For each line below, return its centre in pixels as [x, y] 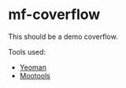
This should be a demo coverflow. [63, 36]
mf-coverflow [54, 15]
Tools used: [27, 52]
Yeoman [33, 67]
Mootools [35, 75]
